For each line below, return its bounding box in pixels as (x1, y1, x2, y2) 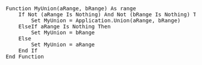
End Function (5, 54, 45, 60)
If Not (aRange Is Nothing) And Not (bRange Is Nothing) (18, 11, 191, 17)
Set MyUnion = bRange (31, 29, 95, 36)
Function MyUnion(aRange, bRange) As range (5, 5, 136, 11)
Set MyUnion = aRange (31, 42, 95, 48)
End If (18, 48, 38, 54)
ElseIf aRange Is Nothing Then (18, 23, 111, 29)
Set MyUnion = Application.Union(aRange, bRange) (31, 17, 181, 23)
